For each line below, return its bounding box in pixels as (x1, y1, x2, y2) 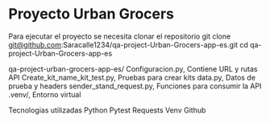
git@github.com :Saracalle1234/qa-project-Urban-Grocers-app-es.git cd (8, 39, 248, 49)
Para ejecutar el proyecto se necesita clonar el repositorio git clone (8, 31, 231, 41)
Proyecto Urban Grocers (8, 5, 175, 23)
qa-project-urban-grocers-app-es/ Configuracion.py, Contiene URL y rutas (8, 64, 258, 73)
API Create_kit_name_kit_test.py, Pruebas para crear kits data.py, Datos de (8, 72, 256, 82)
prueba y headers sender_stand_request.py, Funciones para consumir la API (8, 81, 262, 91)
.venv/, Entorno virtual (8, 89, 81, 99)
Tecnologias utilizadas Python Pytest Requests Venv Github (8, 105, 206, 115)
